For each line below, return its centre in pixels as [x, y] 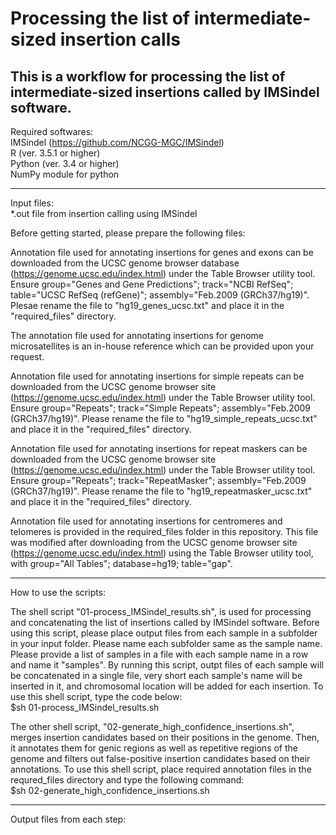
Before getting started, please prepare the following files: [128, 233]
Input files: [32, 203]
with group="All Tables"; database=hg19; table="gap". [121, 563]
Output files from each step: [68, 819]
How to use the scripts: [58, 592]
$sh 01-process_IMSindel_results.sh [85, 707]
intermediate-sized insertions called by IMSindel [165, 92]
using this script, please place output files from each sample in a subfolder [164, 633]
